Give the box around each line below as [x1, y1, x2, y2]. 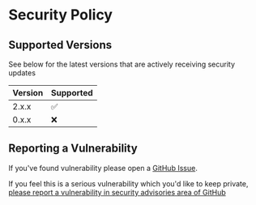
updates [8, 68, 36, 78]
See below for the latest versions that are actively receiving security [8, 59, 236, 69]
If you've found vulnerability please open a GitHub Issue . [8, 163, 198, 173]
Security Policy [8, 6, 113, 24]
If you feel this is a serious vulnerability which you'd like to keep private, [8, 178, 249, 188]
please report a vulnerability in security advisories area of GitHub [8, 187, 226, 197]
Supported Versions [8, 38, 112, 52]
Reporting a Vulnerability [8, 142, 138, 156]
